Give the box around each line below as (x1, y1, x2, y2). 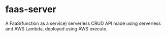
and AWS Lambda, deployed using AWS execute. (5, 25, 108, 31)
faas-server (5, 4, 57, 15)
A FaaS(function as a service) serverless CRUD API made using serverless (5, 20, 161, 26)
